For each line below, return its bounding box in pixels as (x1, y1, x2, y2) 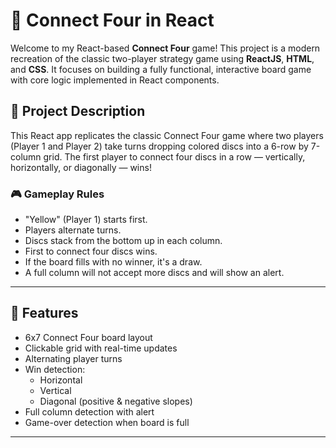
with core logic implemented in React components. (10, 74, 220, 86)
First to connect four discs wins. (24, 245, 158, 258)
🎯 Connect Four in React (10, 9, 215, 32)
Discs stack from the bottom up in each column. (24, 235, 223, 247)
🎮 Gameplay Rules (10, 187, 105, 201)
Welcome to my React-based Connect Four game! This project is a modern (10, 42, 321, 54)
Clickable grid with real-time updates (24, 342, 178, 354)
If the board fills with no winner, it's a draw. (24, 256, 203, 268)
